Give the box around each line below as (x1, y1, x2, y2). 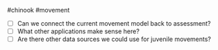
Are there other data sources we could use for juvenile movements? (17, 35, 212, 44)
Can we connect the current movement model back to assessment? (17, 19, 211, 27)
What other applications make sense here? (17, 27, 140, 35)
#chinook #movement (7, 6, 70, 14)
